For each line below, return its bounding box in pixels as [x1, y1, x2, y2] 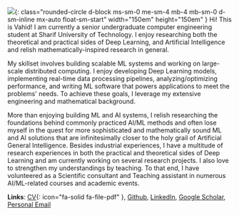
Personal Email [7, 200, 51, 209]
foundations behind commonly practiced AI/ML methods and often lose [7, 118, 217, 127]
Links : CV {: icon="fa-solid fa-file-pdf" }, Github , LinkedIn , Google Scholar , [7, 193, 226, 201]
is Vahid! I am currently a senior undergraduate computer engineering [7, 23, 213, 31]
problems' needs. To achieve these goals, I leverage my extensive [7, 90, 201, 98]
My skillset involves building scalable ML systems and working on [7, 59, 201, 68]
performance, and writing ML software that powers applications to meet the [7, 82, 230, 90]
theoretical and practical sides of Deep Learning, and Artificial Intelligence [7, 38, 225, 46]
